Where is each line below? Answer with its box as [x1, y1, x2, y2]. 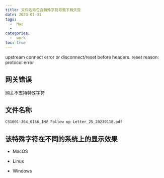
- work [10, 36, 26, 41]
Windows [12, 168, 32, 174]
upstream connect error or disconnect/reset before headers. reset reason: [5, 54, 159, 60]
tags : [5, 17, 17, 22]
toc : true [5, 40, 26, 45]
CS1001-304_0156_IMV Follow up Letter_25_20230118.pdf [5, 120, 123, 125]
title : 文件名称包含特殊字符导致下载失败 [5, 7, 81, 13]
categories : [5, 31, 30, 36]
